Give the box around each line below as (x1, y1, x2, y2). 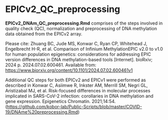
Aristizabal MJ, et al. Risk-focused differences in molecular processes (5, 87, 150, 93)
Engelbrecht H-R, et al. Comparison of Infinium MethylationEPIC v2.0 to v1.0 (5, 46, 163, 52)
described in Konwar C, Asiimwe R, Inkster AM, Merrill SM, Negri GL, (5, 82, 148, 88)
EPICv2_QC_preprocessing (5, 4, 120, 15)
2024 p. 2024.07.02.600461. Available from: (5, 62, 97, 68)
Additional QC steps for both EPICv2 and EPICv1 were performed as (5, 77, 146, 83)
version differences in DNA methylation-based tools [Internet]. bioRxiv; (5, 56, 153, 62)
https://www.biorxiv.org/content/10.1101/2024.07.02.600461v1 (5, 67, 133, 73)
